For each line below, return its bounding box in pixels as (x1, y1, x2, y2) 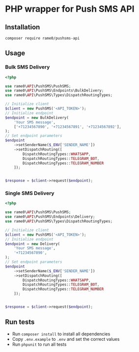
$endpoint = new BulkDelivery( (5, 115, 69, 120)
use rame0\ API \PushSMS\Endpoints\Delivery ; (5, 214, 95, 220)
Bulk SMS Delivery (5, 64, 50, 70)
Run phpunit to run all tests (12, 341, 67, 347)
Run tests (5, 318, 35, 326)
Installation (5, 23, 40, 31)
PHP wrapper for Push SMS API (5, 3, 135, 15)
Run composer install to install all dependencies (12, 331, 111, 337)
